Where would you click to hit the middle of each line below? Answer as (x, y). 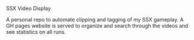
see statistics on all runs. (36, 32)
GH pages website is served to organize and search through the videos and (97, 26)
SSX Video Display (28, 8)
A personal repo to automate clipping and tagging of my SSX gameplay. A (95, 19)
